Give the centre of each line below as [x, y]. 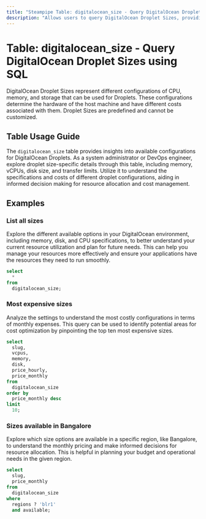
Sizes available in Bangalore [49, 426]
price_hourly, [30, 371]
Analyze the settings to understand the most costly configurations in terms [101, 317]
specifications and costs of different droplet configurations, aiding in [93, 177]
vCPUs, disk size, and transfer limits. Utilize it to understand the [87, 171]
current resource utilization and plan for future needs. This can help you [97, 247]
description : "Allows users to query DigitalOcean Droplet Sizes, [93, 18]
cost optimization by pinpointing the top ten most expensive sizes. [90, 330]
